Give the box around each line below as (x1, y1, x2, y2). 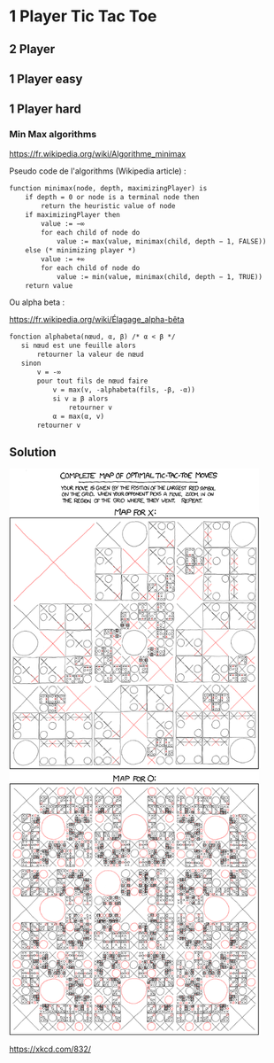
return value (25, 281, 73, 290)
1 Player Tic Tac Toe (9, 6, 157, 27)
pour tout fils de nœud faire (36, 376, 148, 385)
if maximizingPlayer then (25, 210, 121, 219)
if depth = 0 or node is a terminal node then (25, 192, 200, 201)
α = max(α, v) (52, 412, 104, 421)
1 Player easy (9, 71, 83, 86)
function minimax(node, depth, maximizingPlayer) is (9, 183, 208, 192)
